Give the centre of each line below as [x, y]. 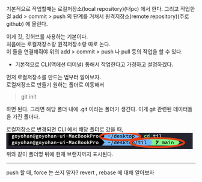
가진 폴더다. [26, 117]
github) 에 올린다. [27, 24]
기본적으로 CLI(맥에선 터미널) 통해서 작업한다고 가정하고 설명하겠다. [94, 64]
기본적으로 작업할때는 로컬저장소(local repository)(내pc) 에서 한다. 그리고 [93, 9]
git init [29, 97]
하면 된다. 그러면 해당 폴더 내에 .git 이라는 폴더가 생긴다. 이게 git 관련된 [89, 109]
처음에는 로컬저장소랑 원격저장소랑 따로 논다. [59, 44]
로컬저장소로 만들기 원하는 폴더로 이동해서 [55, 85]
